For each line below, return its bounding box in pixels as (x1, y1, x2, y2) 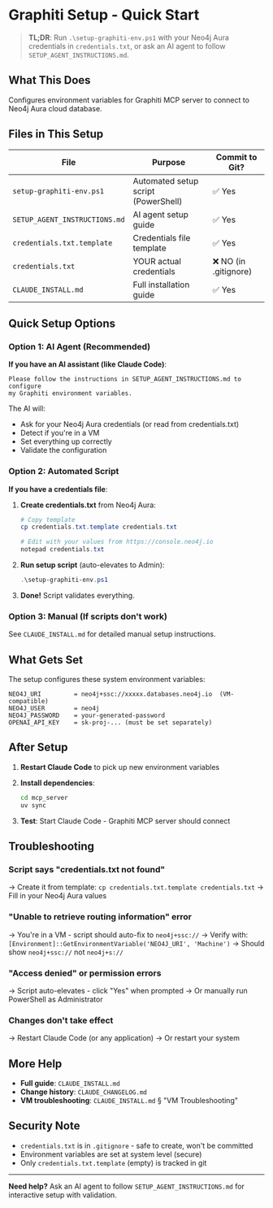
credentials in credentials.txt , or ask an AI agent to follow (28, 41, 226, 50)
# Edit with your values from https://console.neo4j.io (19, 538, 214, 546)
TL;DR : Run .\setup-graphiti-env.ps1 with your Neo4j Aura (28, 33, 230, 42)
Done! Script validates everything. (19, 590, 136, 600)
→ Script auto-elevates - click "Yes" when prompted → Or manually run (8, 985, 248, 995)
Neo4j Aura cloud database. (8, 103, 103, 113)
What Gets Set (8, 653, 84, 667)
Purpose (151, 156, 186, 167)
